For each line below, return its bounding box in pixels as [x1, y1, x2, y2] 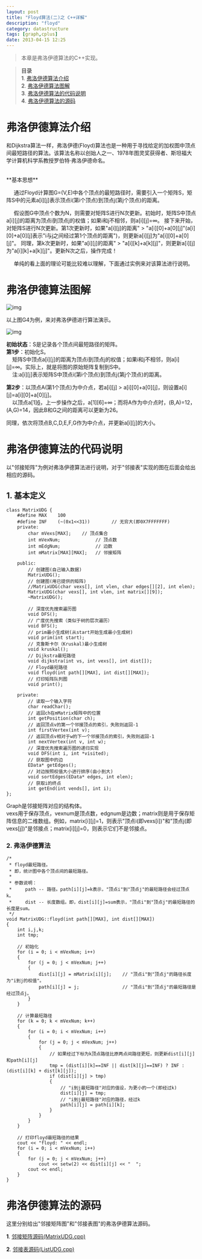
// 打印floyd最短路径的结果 [17, 1135, 80, 1141]
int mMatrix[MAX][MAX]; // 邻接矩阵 [28, 549, 122, 556]
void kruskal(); [28, 646, 69, 652]
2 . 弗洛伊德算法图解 [21, 82, 71, 89]
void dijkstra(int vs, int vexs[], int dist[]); [28, 658, 153, 664]
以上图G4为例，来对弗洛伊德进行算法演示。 [6, 316, 115, 323]
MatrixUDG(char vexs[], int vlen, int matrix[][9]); [28, 589, 163, 595]
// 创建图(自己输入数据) [28, 566, 83, 572]
